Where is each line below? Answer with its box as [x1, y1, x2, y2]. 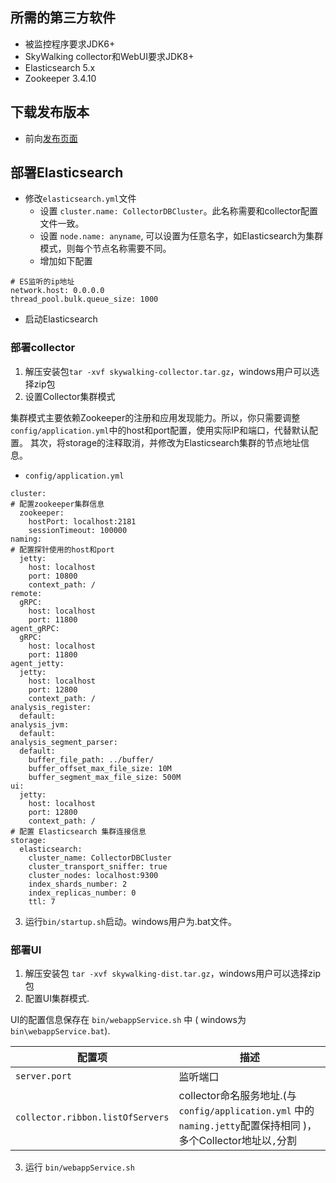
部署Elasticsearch [10, 164, 124, 182]
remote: [10, 588, 43, 598]
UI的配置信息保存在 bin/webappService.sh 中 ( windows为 [10, 1014, 247, 1026]
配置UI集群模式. [24, 993, 90, 1005]
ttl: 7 [28, 896, 56, 907]
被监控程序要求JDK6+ [24, 38, 116, 50]
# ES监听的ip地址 [10, 277, 75, 287]
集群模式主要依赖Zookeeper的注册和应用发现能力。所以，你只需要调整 [10, 411, 301, 423]
